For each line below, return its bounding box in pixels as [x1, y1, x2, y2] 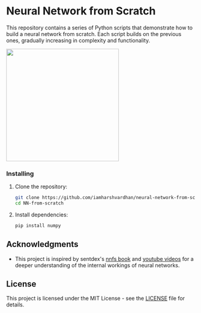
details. [6, 301, 25, 308]
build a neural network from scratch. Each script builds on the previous [6, 30, 182, 37]
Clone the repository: [14, 183, 68, 190]
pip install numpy [14, 222, 61, 228]
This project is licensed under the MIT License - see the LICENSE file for [6, 295, 185, 302]
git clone [14, 195, 40, 201]
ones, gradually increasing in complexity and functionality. [6, 37, 151, 44]
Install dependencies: [14, 211, 68, 218]
